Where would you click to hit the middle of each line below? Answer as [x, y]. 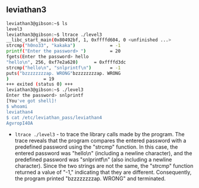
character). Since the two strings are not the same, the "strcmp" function [104, 166]
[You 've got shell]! [32, 101]
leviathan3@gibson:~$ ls [37, 23]
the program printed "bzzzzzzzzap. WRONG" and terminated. [90, 178]
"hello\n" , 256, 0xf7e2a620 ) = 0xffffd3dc [66, 62]
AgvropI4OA [20, 123]
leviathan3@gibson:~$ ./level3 [45, 90]
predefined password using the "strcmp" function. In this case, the [96, 147]
